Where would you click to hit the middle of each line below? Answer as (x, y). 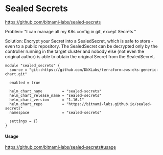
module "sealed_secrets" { (33, 66)
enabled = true (25, 83)
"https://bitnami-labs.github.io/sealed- (109, 104)
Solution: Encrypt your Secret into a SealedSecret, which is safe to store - (79, 41)
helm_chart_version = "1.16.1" (47, 100)
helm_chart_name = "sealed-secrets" (56, 91)
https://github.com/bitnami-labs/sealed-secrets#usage (60, 147)
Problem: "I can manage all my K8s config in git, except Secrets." (70, 31)
